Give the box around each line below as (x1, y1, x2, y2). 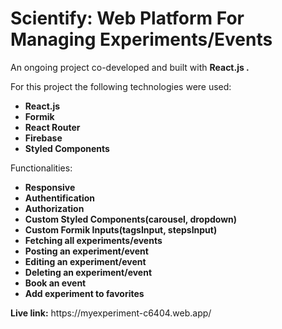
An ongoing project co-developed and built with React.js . (10, 61, 250, 73)
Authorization (24, 202, 85, 214)
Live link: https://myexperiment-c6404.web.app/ (10, 307, 212, 319)
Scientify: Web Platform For (10, 7, 245, 30)
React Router (24, 121, 81, 133)
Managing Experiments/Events (10, 28, 273, 51)
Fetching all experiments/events (24, 234, 163, 246)
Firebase (24, 132, 63, 144)
